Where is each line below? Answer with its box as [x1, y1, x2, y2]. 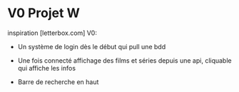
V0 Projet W [7, 5, 80, 21]
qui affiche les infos [17, 63, 76, 72]
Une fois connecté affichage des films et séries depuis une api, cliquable [17, 56, 232, 65]
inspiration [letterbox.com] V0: [7, 29, 98, 37]
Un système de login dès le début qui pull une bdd [17, 42, 166, 51]
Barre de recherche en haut [17, 77, 99, 86]
